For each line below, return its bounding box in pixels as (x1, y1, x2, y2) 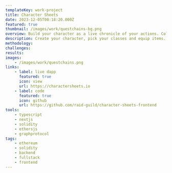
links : (5, 64, 19, 70)
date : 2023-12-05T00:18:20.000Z (5, 17, 74, 22)
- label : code (14, 88, 45, 94)
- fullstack (14, 155, 40, 160)
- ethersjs (14, 126, 38, 132)
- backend (14, 150, 36, 156)
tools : (5, 107, 19, 113)
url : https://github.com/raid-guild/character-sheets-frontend (18, 103, 157, 108)
